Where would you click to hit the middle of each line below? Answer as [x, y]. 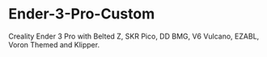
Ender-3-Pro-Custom [82, 14]
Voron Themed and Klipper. [54, 44]
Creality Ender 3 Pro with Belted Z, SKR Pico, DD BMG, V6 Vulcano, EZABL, [134, 36]
